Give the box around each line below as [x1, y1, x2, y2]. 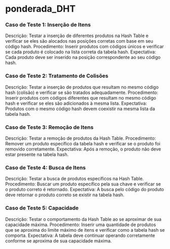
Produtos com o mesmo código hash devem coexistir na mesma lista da [5, 105, 155, 112]
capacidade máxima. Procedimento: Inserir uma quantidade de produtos [5, 222, 156, 228]
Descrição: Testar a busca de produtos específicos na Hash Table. [5, 176, 144, 182]
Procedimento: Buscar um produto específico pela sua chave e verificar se [5, 181, 161, 187]
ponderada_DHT [5, 3, 76, 15]
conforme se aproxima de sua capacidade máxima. [5, 237, 112, 244]
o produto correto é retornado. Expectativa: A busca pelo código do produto [5, 186, 164, 193]
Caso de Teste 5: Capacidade [5, 204, 79, 211]
